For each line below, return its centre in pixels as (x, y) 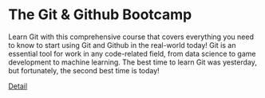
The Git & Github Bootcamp (100, 15)
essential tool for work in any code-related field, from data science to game (132, 53)
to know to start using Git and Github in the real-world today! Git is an (122, 45)
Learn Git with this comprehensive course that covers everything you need (131, 37)
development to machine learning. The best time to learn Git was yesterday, (132, 62)
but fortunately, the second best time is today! (84, 70)
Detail (18, 86)
